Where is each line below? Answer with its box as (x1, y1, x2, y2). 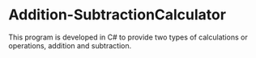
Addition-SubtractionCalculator (8, 6, 227, 24)
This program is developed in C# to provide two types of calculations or (8, 32, 249, 42)
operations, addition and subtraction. (8, 40, 132, 50)
